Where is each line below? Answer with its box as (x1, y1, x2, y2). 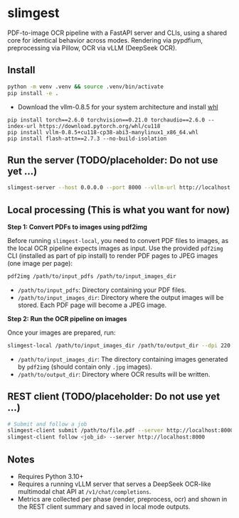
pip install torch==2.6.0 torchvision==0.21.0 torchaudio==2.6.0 (7, 116, 205, 124)
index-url (7, 122, 37, 129)
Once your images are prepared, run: (7, 328, 116, 337)
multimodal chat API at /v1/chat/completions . (17, 487, 152, 495)
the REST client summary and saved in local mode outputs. (17, 502, 191, 511)
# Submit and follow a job (7, 421, 87, 428)
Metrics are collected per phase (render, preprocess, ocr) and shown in (17, 495, 228, 503)
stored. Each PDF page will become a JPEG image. (17, 301, 167, 309)
